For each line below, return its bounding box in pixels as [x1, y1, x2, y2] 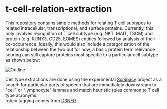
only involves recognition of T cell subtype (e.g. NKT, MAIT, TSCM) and [5, 30, 153, 36]
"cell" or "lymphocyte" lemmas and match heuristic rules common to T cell [5, 87, 159, 93]
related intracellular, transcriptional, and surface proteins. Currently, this [5, 25, 154, 31]
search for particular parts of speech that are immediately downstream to [5, 81, 157, 88]
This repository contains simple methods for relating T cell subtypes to [5, 20, 151, 26]
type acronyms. [5, 92, 38, 98]
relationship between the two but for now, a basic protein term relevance [5, 46, 155, 52]
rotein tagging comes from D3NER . [5, 97, 78, 103]
